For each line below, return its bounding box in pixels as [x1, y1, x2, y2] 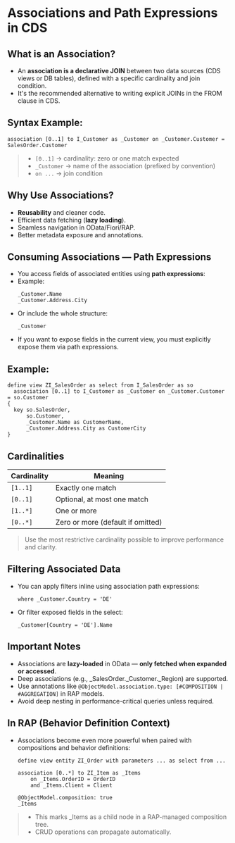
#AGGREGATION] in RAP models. [17, 689, 105, 698]
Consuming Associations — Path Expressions [7, 251, 212, 263]
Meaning [94, 471, 125, 481]
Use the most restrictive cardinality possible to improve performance [24, 535, 224, 544]
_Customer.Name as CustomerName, [25, 419, 125, 426]
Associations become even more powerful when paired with [17, 736, 192, 744]
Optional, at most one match [55, 494, 149, 504]
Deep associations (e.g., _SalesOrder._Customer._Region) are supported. [17, 674, 229, 682]
